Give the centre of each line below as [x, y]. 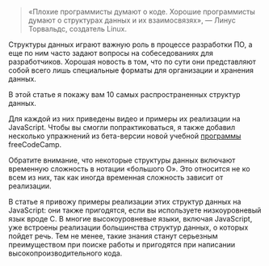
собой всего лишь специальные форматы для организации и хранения [131, 70]
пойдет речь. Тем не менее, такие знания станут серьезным [113, 236]
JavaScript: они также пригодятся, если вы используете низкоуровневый [135, 210]
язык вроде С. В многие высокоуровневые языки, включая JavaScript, [130, 219]
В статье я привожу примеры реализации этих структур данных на [125, 202]
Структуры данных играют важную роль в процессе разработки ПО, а [130, 44]
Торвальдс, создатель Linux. [78, 29]
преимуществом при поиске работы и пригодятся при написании [122, 245]
